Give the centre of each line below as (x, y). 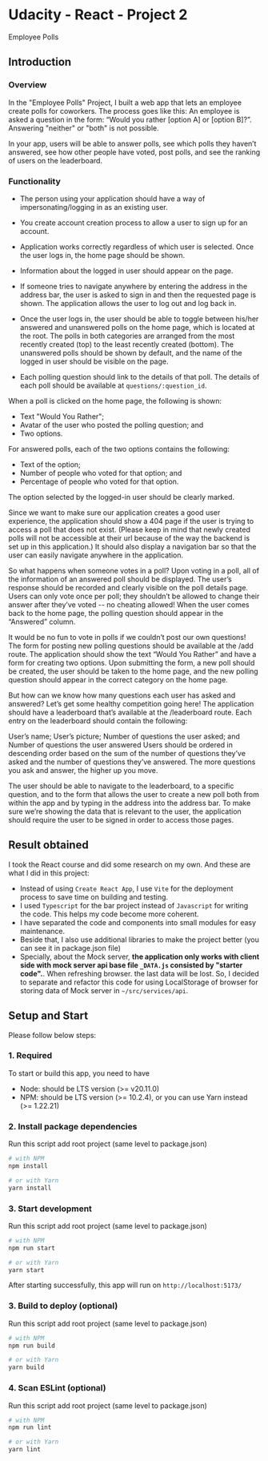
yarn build (26, 1367)
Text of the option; (50, 464)
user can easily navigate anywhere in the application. (96, 555)
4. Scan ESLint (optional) (57, 1388)
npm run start (32, 1248)
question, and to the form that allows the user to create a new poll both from (134, 794)
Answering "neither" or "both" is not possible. (84, 128)
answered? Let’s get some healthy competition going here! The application (131, 703)
